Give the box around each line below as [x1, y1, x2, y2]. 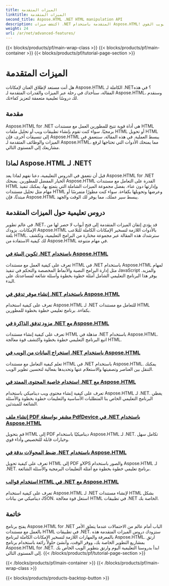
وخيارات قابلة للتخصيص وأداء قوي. [6, 436, 70, 442]
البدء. [6, 278, 16, 284]
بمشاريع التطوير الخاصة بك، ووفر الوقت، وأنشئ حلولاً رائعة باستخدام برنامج [6, 539, 145, 545]
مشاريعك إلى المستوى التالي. [6, 144, 60, 150]
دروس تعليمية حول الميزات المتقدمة [6, 208, 105, 217]
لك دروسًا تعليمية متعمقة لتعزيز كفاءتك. [6, 95, 78, 101]
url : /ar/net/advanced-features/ [6, 31, 76, 36]
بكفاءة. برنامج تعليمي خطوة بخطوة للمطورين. [6, 307, 91, 313]
